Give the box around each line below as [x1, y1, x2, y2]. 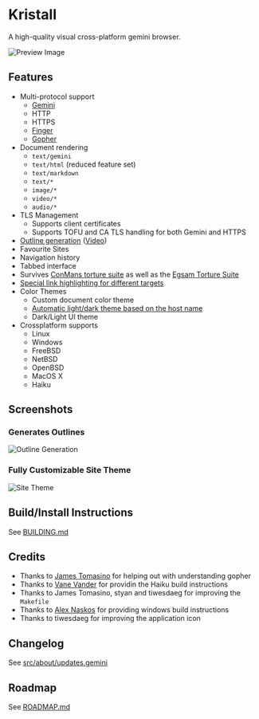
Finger [31, 125, 53, 135]
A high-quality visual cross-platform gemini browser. [8, 32, 181, 41]
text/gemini [31, 152, 72, 160]
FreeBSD [31, 345, 61, 356]
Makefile [19, 598, 49, 607]
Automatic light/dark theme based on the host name [31, 303, 203, 312]
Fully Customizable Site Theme [8, 465, 131, 476]
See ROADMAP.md [8, 701, 70, 711]
